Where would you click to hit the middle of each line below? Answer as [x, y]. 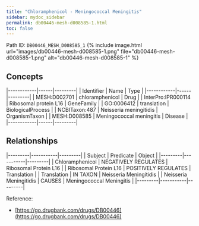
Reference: [20, 198]
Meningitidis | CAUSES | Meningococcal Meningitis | [70, 181]
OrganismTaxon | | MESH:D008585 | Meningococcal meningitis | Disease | [97, 116]
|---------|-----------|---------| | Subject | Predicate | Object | [82, 155]
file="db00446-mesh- [148, 52]
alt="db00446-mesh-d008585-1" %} [93, 58]
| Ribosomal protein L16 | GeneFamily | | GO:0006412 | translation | [88, 103]
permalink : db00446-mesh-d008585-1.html [57, 23]
